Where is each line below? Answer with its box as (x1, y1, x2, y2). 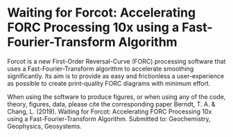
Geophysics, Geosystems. (7, 122, 82, 130)
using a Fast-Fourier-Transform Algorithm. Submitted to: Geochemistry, (7, 114, 211, 122)
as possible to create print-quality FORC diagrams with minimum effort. (7, 79, 211, 87)
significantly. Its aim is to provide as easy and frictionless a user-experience (7, 71, 224, 80)
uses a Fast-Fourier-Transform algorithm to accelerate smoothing (7, 64, 194, 73)
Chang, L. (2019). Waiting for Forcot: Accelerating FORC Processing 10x (7, 107, 212, 116)
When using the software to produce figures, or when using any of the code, (7, 92, 226, 101)
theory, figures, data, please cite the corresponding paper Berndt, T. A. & (7, 100, 216, 108)
